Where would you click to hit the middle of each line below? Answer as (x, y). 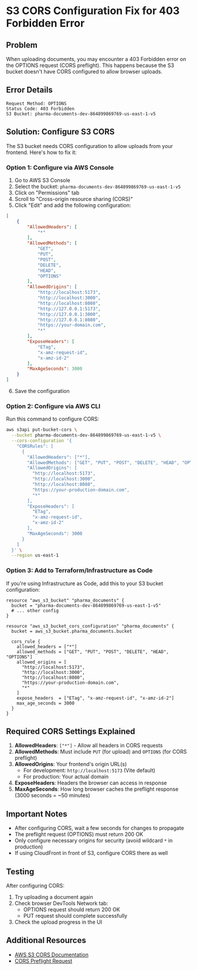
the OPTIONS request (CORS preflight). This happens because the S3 (90, 65)
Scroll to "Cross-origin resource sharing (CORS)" (74, 199)
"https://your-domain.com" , (72, 325)
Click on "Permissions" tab (47, 193)
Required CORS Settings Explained (71, 732)
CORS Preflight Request (43, 961)
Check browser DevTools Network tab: (61, 904)
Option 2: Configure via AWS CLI (53, 406)
